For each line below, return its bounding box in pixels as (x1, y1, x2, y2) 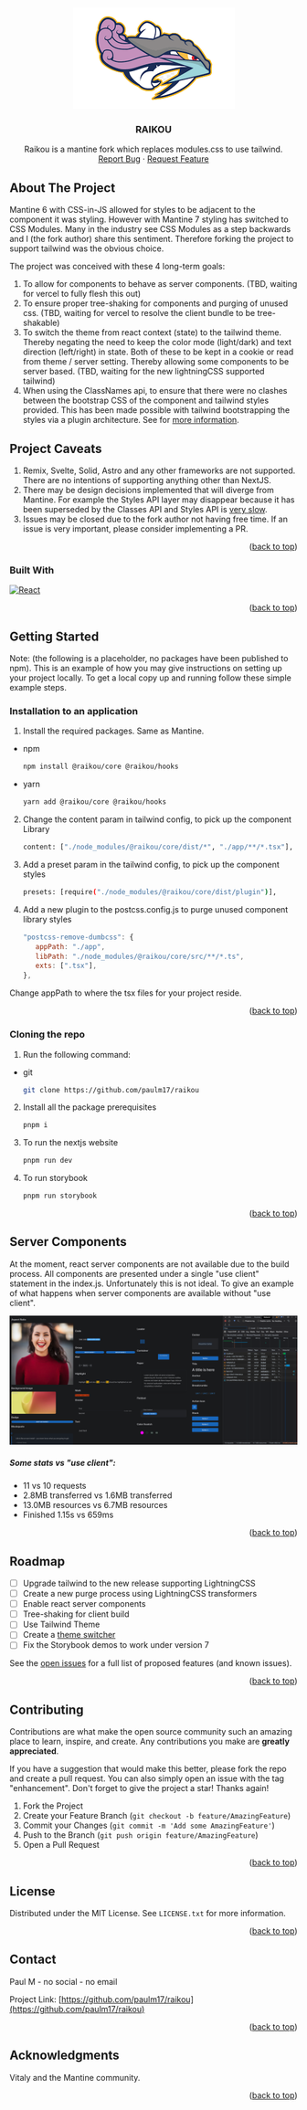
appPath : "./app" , (35, 942, 106, 951)
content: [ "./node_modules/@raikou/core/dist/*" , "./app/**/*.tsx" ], (22, 842, 294, 852)
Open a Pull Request (22, 1840, 101, 1851)
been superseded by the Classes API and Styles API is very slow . (22, 503, 268, 514)
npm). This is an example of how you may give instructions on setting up (9, 663, 283, 674)
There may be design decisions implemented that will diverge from (22, 484, 274, 495)
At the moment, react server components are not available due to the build (9, 1258, 290, 1270)
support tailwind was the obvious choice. (9, 243, 164, 254)
